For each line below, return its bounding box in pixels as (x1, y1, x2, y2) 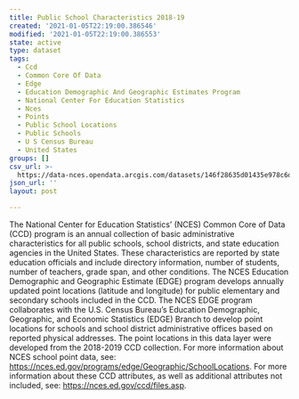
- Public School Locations (17, 121, 117, 130)
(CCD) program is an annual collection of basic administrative (9, 229, 235, 239)
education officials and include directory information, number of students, (9, 257, 280, 267)
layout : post (9, 187, 58, 196)
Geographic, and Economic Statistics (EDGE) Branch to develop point (9, 313, 263, 324)
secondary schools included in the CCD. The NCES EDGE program (9, 295, 253, 305)
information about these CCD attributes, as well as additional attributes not (9, 370, 283, 381)
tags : (9, 54, 29, 63)
